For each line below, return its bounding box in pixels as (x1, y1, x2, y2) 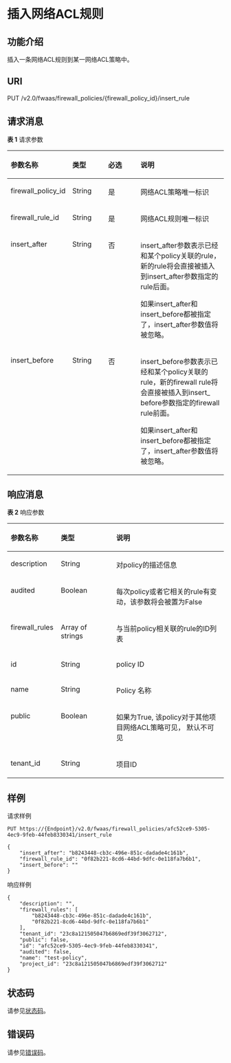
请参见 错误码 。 (7, 1048, 49, 1056)
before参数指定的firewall (140, 398, 220, 407)
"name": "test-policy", (19, 954, 88, 962)
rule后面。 (140, 281, 174, 291)
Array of (60, 623, 87, 632)
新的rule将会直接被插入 (140, 261, 215, 270)
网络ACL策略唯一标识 (140, 187, 210, 197)
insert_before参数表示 (140, 356, 211, 366)
